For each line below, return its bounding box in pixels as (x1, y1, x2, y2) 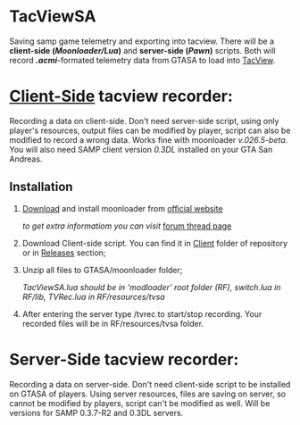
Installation (9, 179, 73, 195)
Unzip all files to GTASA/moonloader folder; (21, 264, 183, 275)
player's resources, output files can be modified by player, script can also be (9, 125, 291, 136)
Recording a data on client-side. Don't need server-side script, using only (9, 115, 279, 126)
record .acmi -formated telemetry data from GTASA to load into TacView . (9, 54, 276, 65)
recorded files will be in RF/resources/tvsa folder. (21, 318, 204, 329)
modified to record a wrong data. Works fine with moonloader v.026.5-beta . (9, 134, 288, 145)
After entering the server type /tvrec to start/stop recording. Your (21, 308, 262, 319)
